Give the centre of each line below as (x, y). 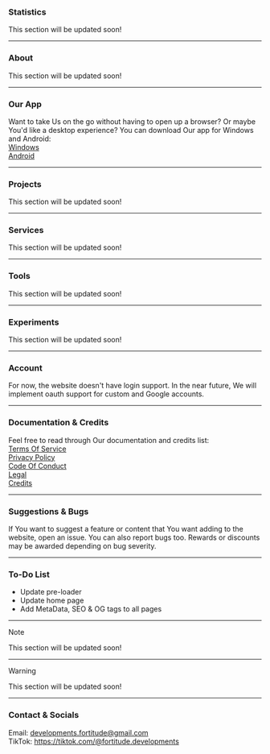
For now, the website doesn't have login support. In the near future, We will (133, 386)
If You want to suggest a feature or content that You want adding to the (126, 528)
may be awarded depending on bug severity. (82, 545)
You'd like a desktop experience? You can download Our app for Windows (131, 130)
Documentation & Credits (59, 423)
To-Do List (29, 574)
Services (26, 230)
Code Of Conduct (37, 466)
